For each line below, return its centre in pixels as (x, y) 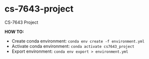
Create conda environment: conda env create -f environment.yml (78, 41)
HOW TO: (14, 31)
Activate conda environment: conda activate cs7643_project (73, 46)
